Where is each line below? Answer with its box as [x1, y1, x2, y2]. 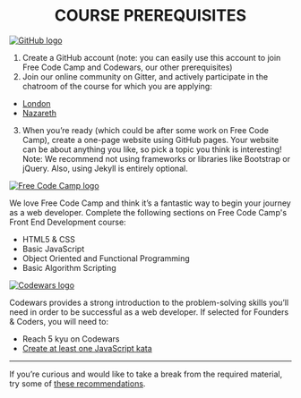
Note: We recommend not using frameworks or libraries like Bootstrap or [21, 153, 291, 164]
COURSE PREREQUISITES [54, 5, 247, 26]
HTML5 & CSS [21, 233, 76, 244]
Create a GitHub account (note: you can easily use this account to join [21, 52, 281, 63]
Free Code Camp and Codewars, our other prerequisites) [21, 62, 233, 72]
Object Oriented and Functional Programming [21, 252, 190, 264]
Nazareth [21, 107, 56, 118]
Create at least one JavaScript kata [21, 343, 152, 353]
